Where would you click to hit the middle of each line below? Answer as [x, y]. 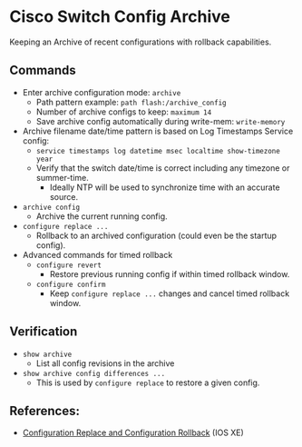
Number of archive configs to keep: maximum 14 [124, 112]
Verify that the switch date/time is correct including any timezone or [163, 168]
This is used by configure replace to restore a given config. [148, 382]
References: [44, 411]
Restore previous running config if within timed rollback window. [170, 273]
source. [64, 196]
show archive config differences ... [94, 373]
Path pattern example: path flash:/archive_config [131, 102]
